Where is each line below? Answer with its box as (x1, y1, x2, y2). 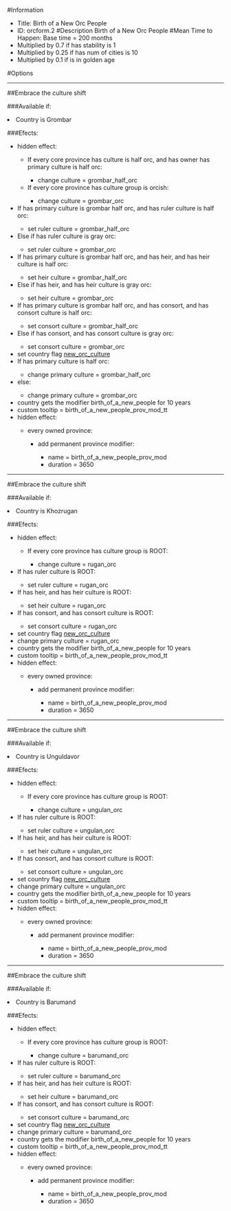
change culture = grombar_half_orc (37, 176, 137, 184)
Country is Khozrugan (16, 507, 78, 515)
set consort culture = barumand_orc (27, 1113, 130, 1121)
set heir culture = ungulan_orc (27, 847, 113, 855)
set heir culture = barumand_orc (27, 1093, 119, 1100)
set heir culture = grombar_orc (27, 294, 114, 302)
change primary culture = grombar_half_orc (27, 371, 151, 378)
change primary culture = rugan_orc (16, 636, 120, 645)
